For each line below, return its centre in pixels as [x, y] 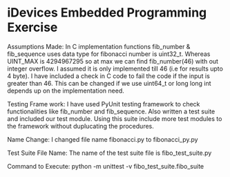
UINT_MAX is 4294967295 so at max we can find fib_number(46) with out [113, 61]
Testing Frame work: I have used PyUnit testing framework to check [104, 104]
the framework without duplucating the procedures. [80, 126]
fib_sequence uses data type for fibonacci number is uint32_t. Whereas [109, 54]
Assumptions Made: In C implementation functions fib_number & [99, 46]
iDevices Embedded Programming [107, 13]
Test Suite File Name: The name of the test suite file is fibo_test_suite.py [109, 153]
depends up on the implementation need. [66, 91]
